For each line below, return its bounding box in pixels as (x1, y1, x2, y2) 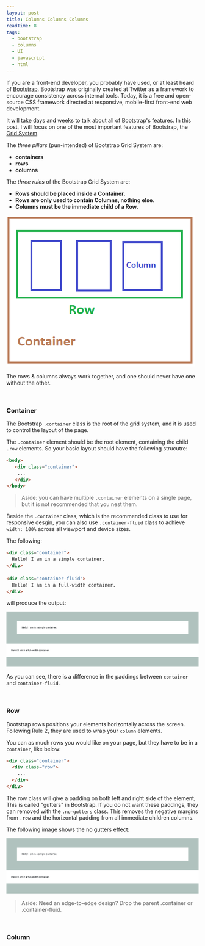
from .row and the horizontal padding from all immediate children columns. (6, 814, 194, 821)
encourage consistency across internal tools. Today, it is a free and (6, 92, 175, 99)
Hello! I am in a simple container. (12, 556, 105, 563)
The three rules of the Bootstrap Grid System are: (6, 178, 131, 186)
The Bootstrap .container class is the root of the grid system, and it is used (6, 420, 196, 427)
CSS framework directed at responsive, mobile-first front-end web (25, 98, 192, 106)
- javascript (12, 55, 45, 61)
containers (15, 153, 44, 161)
